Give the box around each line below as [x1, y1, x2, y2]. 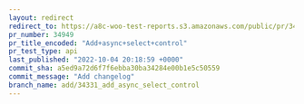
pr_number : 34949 [8, 30, 74, 39]
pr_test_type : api [8, 47, 78, 56]
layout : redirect [8, 13, 74, 23]
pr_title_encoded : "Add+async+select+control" [8, 38, 188, 48]
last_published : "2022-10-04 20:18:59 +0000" [8, 55, 183, 64]
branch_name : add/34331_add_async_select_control [8, 80, 201, 90]
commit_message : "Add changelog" [8, 72, 135, 81]
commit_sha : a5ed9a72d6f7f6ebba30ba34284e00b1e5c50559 [8, 64, 221, 73]
